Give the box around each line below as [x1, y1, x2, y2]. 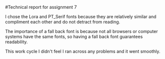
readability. [5, 39, 28, 45]
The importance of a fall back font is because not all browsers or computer [5, 29, 158, 34]
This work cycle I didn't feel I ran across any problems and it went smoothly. [5, 49, 161, 54]
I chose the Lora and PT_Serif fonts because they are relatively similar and [5, 14, 157, 19]
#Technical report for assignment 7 [5, 4, 77, 10]
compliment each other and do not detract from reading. [5, 19, 120, 25]
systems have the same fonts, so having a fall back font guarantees [5, 34, 143, 39]
